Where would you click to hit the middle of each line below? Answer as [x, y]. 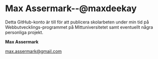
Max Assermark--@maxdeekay [71, 9]
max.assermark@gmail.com [34, 51]
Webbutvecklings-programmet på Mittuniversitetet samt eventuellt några [79, 27]
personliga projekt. [24, 32]
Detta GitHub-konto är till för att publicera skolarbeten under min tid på [77, 22]
